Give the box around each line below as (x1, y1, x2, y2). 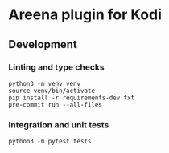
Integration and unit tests (8, 119, 109, 130)
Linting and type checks (8, 62, 105, 73)
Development (8, 38, 78, 51)
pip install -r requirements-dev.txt (8, 94, 135, 102)
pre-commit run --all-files (8, 100, 103, 109)
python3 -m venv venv (8, 79, 81, 87)
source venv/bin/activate (8, 87, 95, 95)
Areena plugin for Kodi (8, 6, 163, 24)
